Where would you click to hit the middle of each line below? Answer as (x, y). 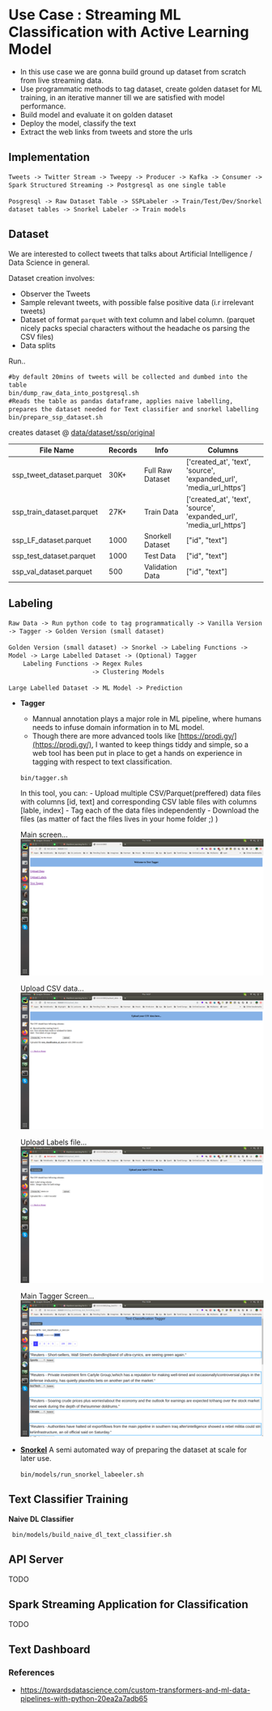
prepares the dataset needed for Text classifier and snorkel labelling (134, 409)
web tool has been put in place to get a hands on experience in (137, 753)
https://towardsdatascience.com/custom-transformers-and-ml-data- (135, 1690)
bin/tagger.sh (44, 778)
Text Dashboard (49, 1649)
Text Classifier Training (68, 1499)
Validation (161, 567)
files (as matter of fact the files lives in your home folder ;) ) (119, 818)
